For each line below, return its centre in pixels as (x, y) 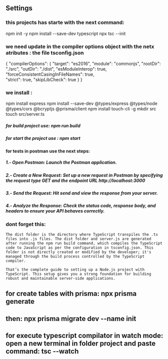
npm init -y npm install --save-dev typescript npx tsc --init (66, 33)
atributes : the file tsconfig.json (45, 53)
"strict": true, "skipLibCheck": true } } (44, 79)
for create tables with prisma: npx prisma (71, 294)
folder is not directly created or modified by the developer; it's (78, 252)
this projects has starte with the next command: (65, 23)
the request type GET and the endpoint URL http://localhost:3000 (75, 181)
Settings (19, 8)
